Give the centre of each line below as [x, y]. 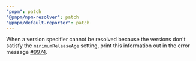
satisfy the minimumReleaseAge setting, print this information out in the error [98, 46]
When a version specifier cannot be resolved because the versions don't [96, 40]
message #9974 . [27, 52]
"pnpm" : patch [24, 12]
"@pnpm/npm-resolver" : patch [43, 17]
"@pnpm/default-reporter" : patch [48, 23]
